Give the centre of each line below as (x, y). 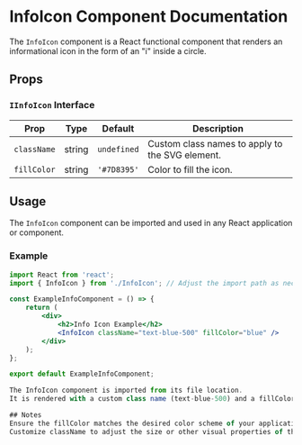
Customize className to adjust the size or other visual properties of (146, 431)
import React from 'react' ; (62, 275)
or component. (37, 232)
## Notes (26, 415)
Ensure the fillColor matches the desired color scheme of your (132, 423)
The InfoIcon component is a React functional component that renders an (146, 41)
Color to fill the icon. (190, 169)
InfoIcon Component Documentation (149, 17)
